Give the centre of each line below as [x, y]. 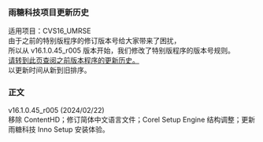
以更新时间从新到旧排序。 [50, 70]
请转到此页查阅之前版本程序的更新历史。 [74, 60]
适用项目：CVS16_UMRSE [50, 31]
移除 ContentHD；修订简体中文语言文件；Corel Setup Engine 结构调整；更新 [132, 119]
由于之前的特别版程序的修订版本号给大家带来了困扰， [94, 41]
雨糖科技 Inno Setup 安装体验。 [59, 129]
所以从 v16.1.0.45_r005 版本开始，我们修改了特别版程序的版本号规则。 [121, 51]
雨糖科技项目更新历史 [48, 12]
